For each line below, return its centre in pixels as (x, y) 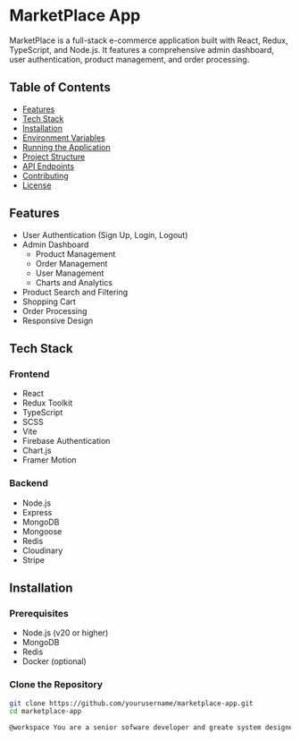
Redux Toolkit (47, 403)
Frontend (29, 374)
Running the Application (66, 147)
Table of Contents (60, 87)
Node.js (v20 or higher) (65, 633)
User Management (70, 273)
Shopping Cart (49, 302)
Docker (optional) (54, 661)
